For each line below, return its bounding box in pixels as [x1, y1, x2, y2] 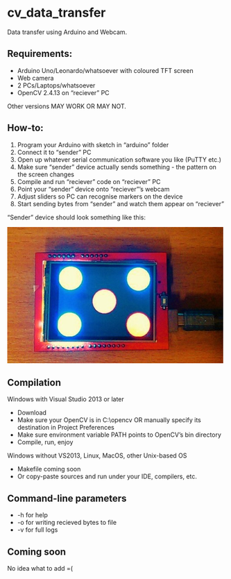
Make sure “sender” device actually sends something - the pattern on [17, 162, 217, 171]
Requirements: [7, 48, 73, 60]
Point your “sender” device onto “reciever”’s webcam [17, 185, 170, 193]
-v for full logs [17, 526, 58, 534]
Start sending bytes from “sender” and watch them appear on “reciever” [17, 199, 224, 208]
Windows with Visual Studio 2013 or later [7, 395, 125, 403]
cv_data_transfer [7, 5, 106, 21]
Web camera [17, 74, 54, 82]
